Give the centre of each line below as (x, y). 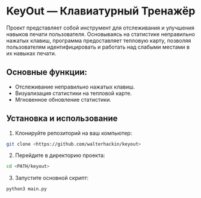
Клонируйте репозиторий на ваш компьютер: (73, 133)
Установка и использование (62, 119)
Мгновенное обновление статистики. (63, 99)
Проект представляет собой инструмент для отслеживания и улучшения (100, 28)
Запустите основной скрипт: (52, 178)
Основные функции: (47, 73)
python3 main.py (26, 189)
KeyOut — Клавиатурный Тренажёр (101, 11)
